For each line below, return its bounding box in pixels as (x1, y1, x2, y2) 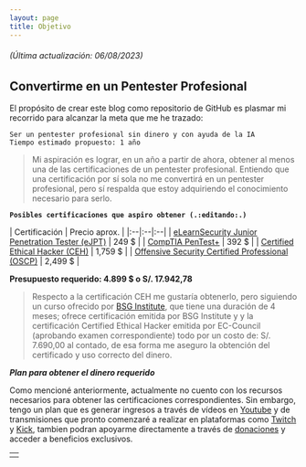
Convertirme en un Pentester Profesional (9, 79, 248, 94)
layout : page (9, 13, 59, 23)
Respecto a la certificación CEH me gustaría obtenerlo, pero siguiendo (31, 292, 298, 302)
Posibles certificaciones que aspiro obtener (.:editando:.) (9, 211, 248, 220)
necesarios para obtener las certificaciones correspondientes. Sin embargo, (9, 395, 297, 406)
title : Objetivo (9, 22, 71, 31)
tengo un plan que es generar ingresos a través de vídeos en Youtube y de (9, 404, 290, 416)
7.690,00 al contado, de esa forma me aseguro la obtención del (31, 340, 270, 351)
